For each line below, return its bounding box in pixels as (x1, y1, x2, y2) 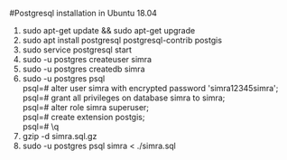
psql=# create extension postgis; (22, 112, 145, 122)
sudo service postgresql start (22, 44, 133, 55)
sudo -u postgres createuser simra (22, 54, 152, 64)
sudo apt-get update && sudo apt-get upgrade (22, 25, 196, 35)
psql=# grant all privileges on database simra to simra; (22, 92, 226, 103)
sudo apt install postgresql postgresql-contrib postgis (22, 35, 223, 45)
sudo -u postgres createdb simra (22, 63, 145, 74)
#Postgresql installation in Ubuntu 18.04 (9, 8, 158, 18)
